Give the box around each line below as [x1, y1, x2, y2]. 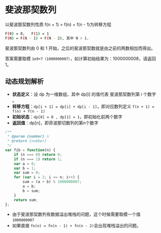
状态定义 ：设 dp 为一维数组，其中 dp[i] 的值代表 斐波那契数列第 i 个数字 [12, 91, 156, 97]
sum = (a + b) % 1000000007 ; [22, 179, 82, 184]
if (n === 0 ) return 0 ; [14, 152, 62, 157]
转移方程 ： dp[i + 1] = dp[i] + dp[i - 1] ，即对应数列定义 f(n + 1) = [12, 103, 155, 109]
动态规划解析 [5, 78, 44, 86]
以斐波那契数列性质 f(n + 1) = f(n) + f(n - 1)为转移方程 [5, 21, 112, 27]
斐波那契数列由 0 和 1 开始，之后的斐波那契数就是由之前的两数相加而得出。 [5, 45, 156, 51]
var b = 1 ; [14, 166, 36, 171]
